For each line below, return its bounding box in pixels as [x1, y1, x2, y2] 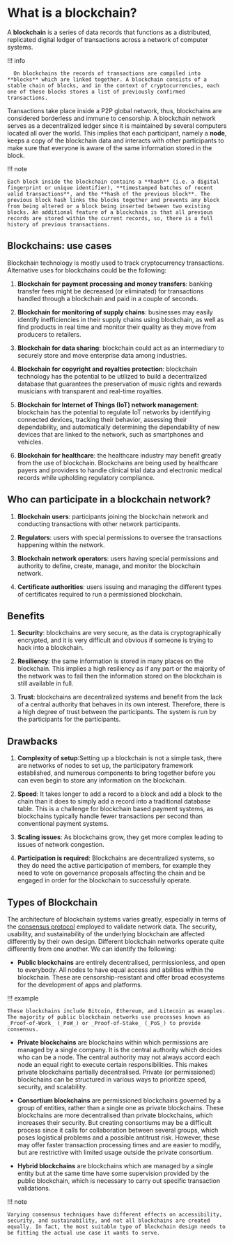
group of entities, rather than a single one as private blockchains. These [17, 1104, 224, 1112]
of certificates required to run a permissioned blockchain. [17, 590, 182, 598]
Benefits [7, 610, 45, 622]
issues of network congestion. [17, 841, 104, 849]
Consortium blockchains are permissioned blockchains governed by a [17, 1096, 221, 1105]
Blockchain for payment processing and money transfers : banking [17, 279, 212, 288]
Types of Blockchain [7, 896, 97, 908]
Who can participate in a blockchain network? [7, 494, 211, 506]
